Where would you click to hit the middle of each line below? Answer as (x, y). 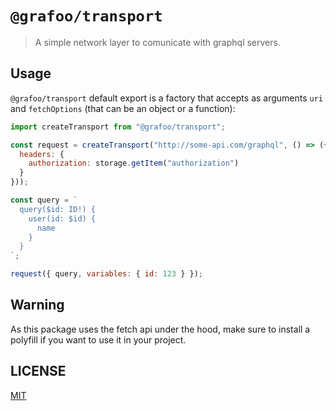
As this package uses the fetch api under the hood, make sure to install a (160, 329)
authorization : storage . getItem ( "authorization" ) (134, 163)
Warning (37, 305)
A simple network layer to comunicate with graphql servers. (157, 42)
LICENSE (38, 371)
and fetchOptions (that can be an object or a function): (123, 108)
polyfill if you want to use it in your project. (98, 339)
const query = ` (44, 200)
